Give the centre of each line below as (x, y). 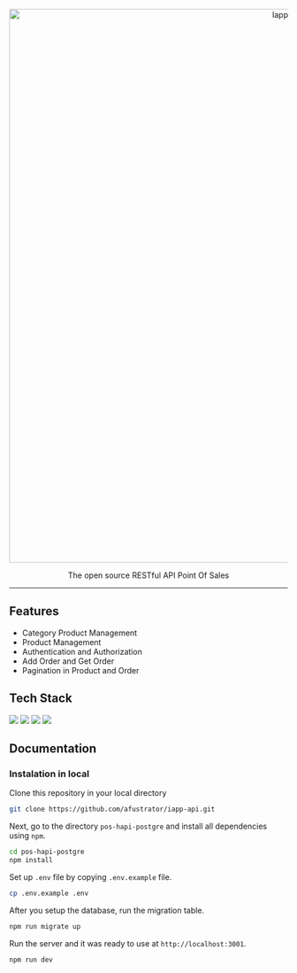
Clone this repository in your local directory (88, 793)
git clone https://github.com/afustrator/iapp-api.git (112, 810)
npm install (31, 860)
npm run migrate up (45, 926)
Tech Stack (41, 699)
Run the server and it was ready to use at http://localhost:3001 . (128, 943)
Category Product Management (80, 633)
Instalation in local (49, 774)
